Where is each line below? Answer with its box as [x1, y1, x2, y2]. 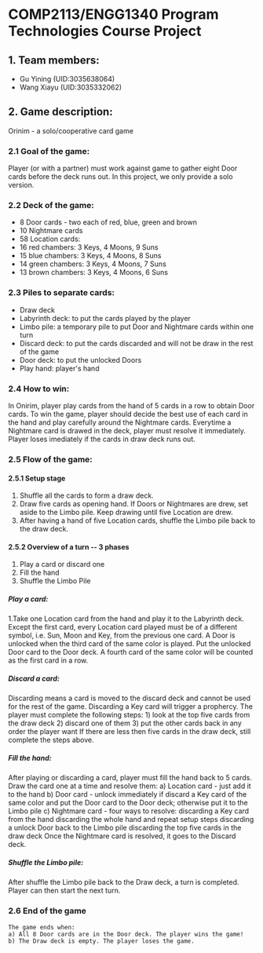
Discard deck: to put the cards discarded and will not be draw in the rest [19, 338, 254, 348]
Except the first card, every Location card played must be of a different [8, 623, 238, 632]
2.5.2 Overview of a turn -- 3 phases [8, 542, 130, 551]
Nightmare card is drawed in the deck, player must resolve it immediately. [8, 426, 246, 435]
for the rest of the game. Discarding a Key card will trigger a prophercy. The [8, 702, 254, 711]
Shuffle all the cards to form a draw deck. [19, 491, 155, 500]
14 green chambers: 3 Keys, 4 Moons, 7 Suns [19, 259, 166, 268]
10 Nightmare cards [19, 226, 83, 236]
